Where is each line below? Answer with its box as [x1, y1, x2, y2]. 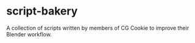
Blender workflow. [6, 30, 52, 38]
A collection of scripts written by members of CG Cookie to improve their [6, 24, 190, 31]
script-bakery [6, 4, 78, 18]
